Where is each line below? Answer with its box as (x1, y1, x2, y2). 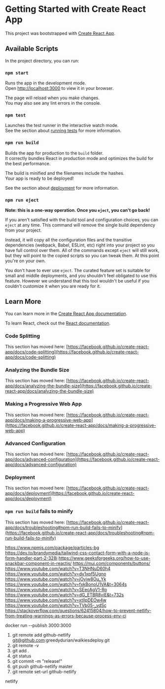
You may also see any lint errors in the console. (5, 100, 101, 106)
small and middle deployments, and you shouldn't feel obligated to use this (5, 273, 157, 279)
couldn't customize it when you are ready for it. (5, 283, 101, 289)
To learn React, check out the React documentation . (5, 320, 111, 326)
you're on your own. (5, 258, 46, 264)
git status (12, 653, 32, 659)
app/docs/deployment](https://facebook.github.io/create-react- (5, 490, 134, 496)
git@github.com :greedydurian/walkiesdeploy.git (12, 637, 110, 643)
